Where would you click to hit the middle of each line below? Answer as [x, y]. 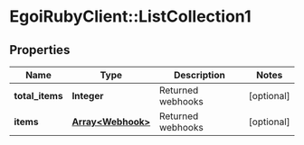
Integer [88, 96]
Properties [40, 50]
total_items [38, 96]
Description [199, 75]
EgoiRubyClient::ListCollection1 [130, 17]
